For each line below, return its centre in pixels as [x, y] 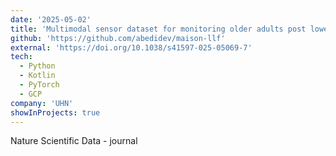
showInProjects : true [55, 112]
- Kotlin [37, 76]
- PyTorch [39, 85]
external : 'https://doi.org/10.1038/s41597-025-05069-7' [131, 47]
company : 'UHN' [42, 103]
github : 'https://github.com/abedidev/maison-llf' [118, 38]
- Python [37, 66]
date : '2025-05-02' [51, 19]
